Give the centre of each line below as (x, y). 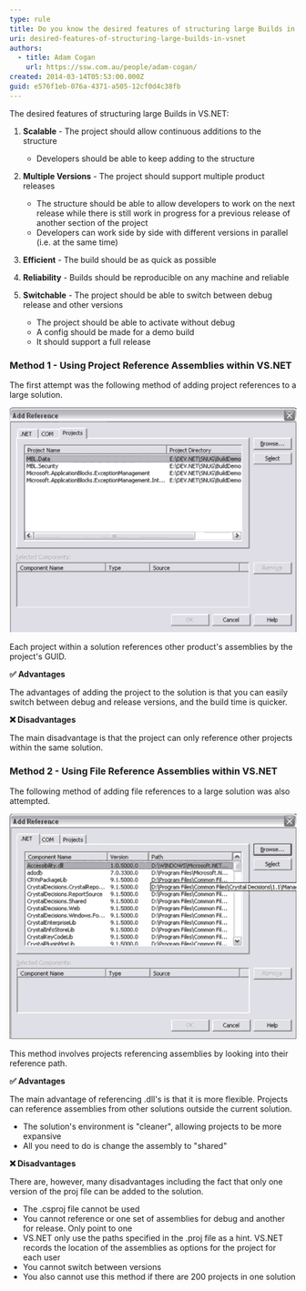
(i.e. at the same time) (77, 242)
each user (41, 1257)
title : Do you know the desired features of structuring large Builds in (153, 29)
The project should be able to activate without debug (135, 322)
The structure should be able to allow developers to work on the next (166, 203)
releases (39, 186)
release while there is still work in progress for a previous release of (163, 213)
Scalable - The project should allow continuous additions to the (142, 131)
